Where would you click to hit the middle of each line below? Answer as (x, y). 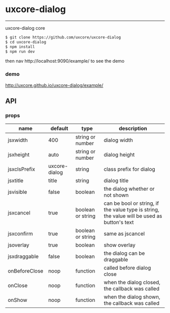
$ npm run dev (20, 52)
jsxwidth (18, 140)
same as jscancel (124, 234)
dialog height (119, 155)
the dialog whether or (129, 189)
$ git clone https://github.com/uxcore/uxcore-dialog (63, 37)
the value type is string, (131, 210)
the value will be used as (133, 216)
